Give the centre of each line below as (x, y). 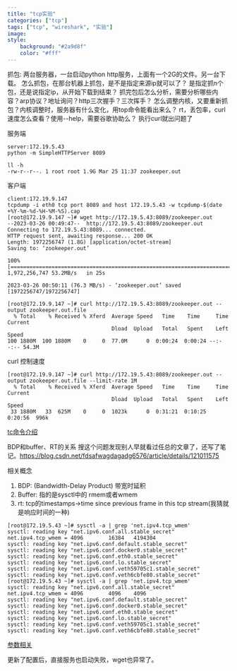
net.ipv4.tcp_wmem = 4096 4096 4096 (77, 593)
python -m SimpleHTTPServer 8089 (56, 153)
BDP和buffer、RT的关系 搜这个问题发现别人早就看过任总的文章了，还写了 (114, 446)
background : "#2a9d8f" (53, 47)
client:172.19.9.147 (38, 198)
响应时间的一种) (47, 512)
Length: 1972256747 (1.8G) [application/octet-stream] (90, 242)
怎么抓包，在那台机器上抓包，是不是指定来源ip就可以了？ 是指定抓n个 (122, 83)
